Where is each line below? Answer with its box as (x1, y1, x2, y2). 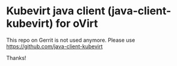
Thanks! (6, 54, 26, 61)
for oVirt (55, 17, 98, 30)
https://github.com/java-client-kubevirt (6, 43, 103, 50)
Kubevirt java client (6, 4, 105, 18)
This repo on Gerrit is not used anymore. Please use (6, 36, 135, 43)
